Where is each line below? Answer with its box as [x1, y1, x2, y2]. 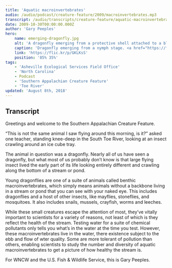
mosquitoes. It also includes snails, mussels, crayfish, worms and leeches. [5, 199, 162, 205]
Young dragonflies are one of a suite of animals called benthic [5, 177, 136, 184]
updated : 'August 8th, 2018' [5, 88, 68, 93]
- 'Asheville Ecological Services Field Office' [14, 64, 120, 69]
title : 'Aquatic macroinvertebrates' [5, 7, 86, 13]
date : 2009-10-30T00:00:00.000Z [5, 21, 74, 27]
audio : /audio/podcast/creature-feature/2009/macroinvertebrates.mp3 [5, 12, 157, 17]
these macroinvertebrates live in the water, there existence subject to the [5, 231, 159, 237]
